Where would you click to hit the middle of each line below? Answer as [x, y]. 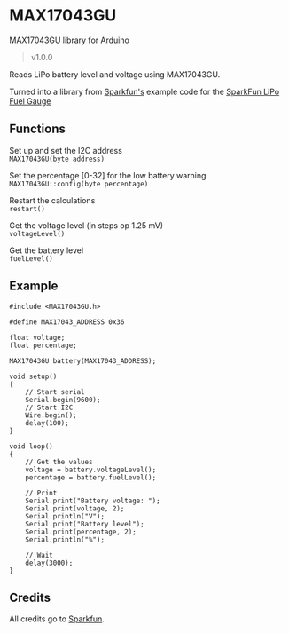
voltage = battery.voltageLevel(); [91, 470]
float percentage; [43, 345]
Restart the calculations [52, 200]
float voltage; [37, 337]
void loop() [31, 446]
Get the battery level [47, 250]
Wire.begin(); [51, 415]
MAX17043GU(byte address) [57, 159]
